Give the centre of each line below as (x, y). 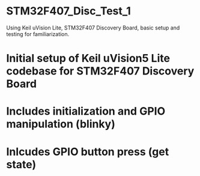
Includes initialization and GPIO (86, 111)
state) (21, 164)
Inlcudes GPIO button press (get (88, 152)
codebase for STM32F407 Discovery (100, 71)
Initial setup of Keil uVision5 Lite (88, 59)
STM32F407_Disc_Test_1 (68, 11)
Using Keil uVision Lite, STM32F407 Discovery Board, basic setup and (93, 28)
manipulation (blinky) (61, 124)
